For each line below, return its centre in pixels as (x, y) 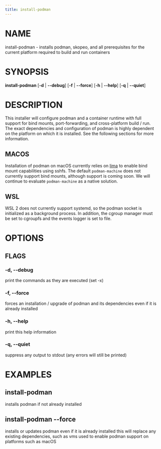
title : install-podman (28, 9)
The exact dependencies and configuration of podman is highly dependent (80, 129)
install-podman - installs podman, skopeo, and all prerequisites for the (75, 47)
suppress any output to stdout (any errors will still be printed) (66, 355)
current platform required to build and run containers (58, 52)
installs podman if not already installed (44, 404)
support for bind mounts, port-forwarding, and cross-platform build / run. (78, 123)
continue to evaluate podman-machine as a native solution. (61, 181)
